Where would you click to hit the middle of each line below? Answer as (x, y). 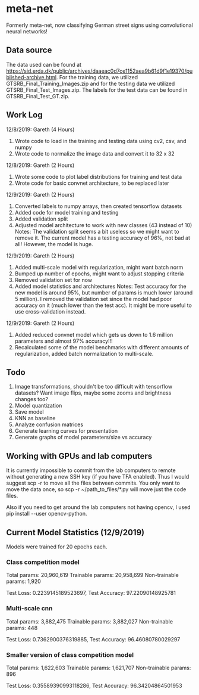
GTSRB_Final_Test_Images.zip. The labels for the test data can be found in (97, 90)
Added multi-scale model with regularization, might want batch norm (99, 267)
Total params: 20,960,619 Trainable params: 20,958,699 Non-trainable (93, 575)
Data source (29, 50)
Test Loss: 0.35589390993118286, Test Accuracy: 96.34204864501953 (94, 685)
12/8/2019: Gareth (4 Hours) (40, 129)
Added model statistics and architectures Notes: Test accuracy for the (100, 286)
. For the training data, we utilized (97, 77)
